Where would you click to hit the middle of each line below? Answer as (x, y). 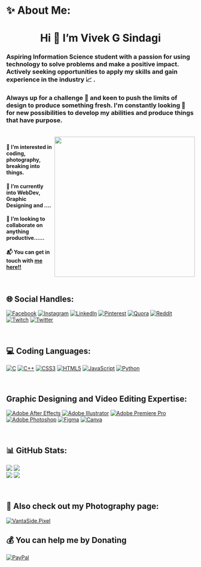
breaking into (23, 166)
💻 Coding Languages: (48, 351)
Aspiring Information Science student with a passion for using (98, 57)
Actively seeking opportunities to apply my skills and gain (92, 72)
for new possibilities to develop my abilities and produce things (100, 113)
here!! (14, 267)
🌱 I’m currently (25, 186)
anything (18, 231)
